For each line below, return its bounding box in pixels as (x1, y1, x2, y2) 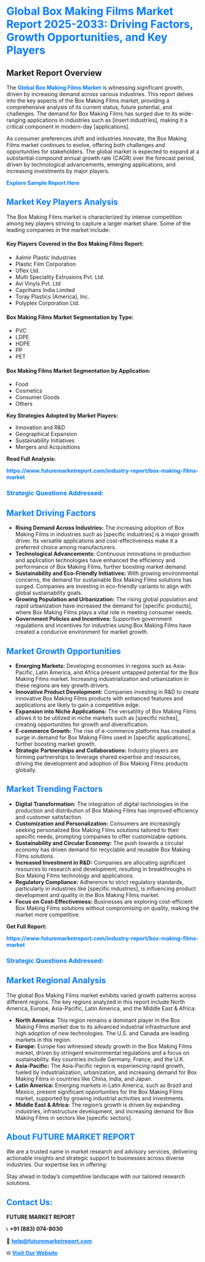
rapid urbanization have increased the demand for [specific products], (15, 602, 193, 610)
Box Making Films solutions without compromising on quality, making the (15, 904, 199, 912)
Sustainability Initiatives (15, 437, 75, 445)
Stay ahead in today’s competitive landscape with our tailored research (6, 1173, 185, 1180)
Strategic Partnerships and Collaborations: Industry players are (15, 746, 179, 754)
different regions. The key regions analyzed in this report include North (6, 998, 185, 1005)
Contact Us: (6, 1197, 53, 1208)
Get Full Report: (6, 923, 47, 930)
